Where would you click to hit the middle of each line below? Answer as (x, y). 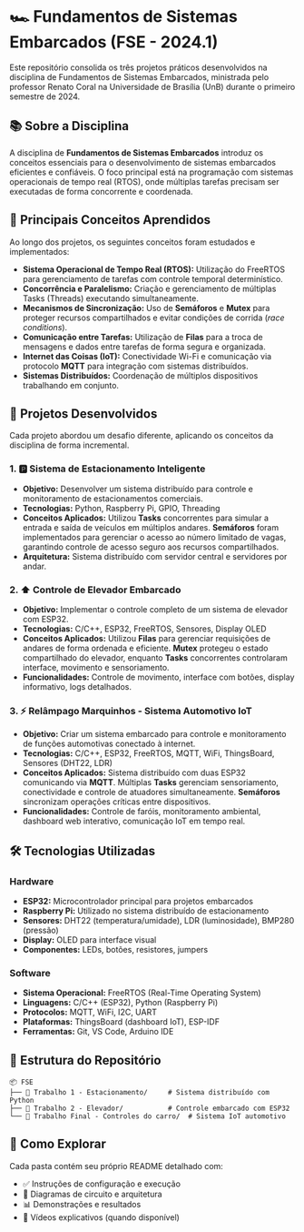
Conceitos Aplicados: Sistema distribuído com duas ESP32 (134, 773)
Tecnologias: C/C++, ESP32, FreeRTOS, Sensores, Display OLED (144, 629)
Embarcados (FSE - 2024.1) (114, 42)
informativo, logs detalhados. (77, 686)
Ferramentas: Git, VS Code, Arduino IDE (98, 1032)
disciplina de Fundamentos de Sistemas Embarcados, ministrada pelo (139, 76)
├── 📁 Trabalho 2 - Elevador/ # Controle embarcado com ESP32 (150, 1109)
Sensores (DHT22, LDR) (68, 763)
